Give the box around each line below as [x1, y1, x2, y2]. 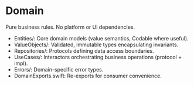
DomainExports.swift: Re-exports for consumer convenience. [13, 72, 162, 79]
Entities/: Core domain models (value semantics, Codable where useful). [13, 35, 189, 42]
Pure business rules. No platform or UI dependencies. [5, 23, 135, 30]
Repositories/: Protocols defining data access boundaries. [13, 47, 154, 54]
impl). [13, 60, 28, 67]
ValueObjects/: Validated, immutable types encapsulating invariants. [13, 41, 179, 48]
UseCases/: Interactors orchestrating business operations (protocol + [13, 53, 182, 60]
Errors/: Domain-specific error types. [13, 66, 104, 73]
